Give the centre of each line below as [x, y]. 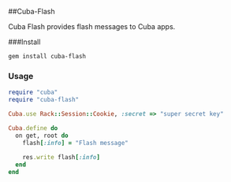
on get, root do [42, 136]
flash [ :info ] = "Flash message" [75, 143]
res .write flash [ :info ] [61, 158]
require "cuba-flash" [44, 100]
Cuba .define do [33, 128]
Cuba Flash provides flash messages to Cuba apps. [92, 26]
